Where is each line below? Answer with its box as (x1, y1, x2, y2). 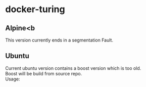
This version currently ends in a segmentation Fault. (5, 37, 114, 43)
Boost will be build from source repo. (5, 70, 82, 76)
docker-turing (5, 4, 65, 15)
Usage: (5, 76, 20, 82)
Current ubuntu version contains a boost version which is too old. (5, 65, 141, 71)
